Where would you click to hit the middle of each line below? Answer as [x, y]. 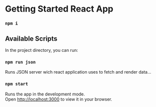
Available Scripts [31, 38]
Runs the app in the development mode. [45, 94]
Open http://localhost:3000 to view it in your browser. [59, 99]
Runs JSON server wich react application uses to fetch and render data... [78, 72]
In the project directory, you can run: [42, 50]
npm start [17, 84]
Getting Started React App [59, 9]
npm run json [20, 62]
